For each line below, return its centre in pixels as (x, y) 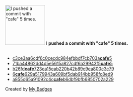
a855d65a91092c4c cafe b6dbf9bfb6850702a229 (63, 79)
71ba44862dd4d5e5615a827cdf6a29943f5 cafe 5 (63, 63)
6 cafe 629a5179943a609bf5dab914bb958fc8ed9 (63, 74)
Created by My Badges (29, 89)
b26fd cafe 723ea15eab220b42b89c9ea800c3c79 (63, 69)
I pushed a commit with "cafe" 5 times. (87, 43)
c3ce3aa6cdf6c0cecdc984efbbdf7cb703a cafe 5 (62, 58)
